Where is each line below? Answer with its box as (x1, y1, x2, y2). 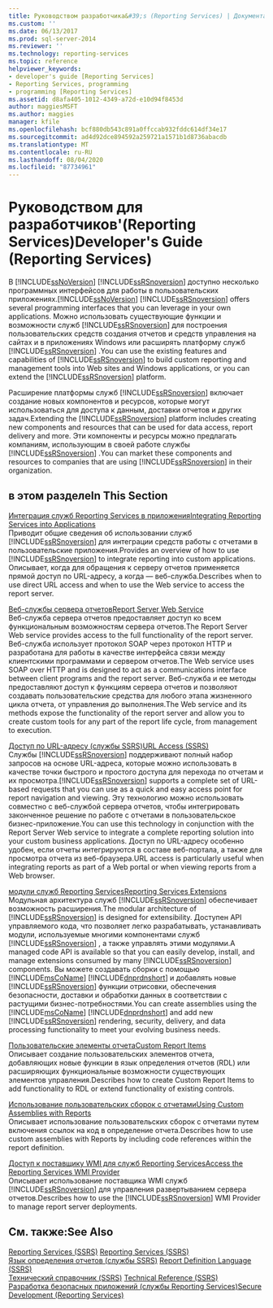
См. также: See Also (8, 1225, 114, 1239)
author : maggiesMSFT (8, 102, 79, 111)
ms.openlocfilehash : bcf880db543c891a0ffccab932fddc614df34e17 (8, 125, 227, 133)
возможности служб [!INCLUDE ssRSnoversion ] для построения (8, 320, 227, 330)
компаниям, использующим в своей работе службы (8, 440, 191, 450)
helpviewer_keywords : (8, 65, 82, 73)
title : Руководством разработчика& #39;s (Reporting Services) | (8, 11, 231, 20)
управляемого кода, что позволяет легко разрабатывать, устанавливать (8, 921, 262, 931)
